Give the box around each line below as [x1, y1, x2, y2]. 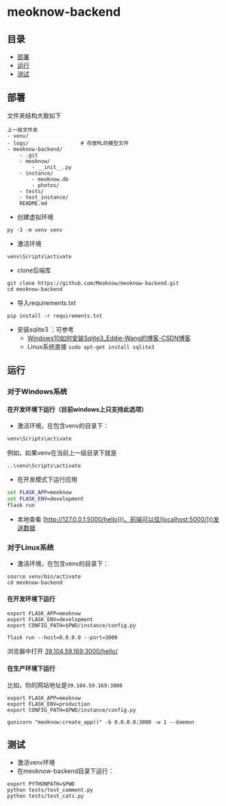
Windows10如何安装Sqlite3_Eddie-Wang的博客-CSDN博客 [27, 334, 191, 342]
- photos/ [32, 181, 60, 189]
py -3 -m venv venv [7, 226, 63, 234]
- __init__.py [32, 164, 72, 170]
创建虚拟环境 [16, 212, 53, 221]
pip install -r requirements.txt [7, 312, 103, 320]
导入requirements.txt [16, 298, 77, 306]
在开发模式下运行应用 [16, 475, 77, 484]
